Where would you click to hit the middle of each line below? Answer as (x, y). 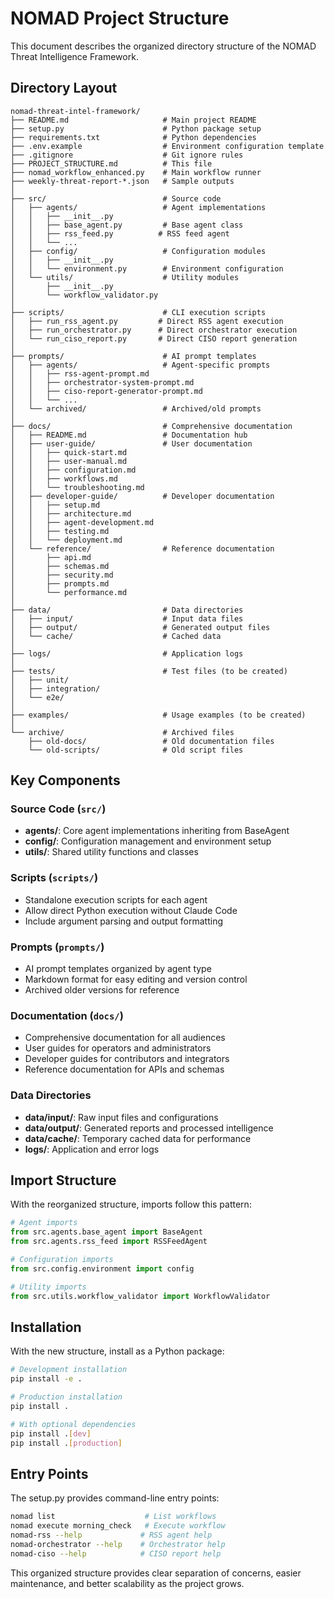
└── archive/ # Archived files (122, 732)
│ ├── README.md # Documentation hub (129, 435)
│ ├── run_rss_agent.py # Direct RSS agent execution (147, 321)
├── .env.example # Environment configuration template (167, 146)
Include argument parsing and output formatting (124, 921)
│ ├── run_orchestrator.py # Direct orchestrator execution (154, 330)
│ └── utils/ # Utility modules (125, 277)
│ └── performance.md (69, 592)
